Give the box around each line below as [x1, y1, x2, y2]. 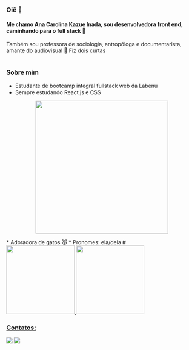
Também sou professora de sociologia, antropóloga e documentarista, [6, 41, 182, 48]
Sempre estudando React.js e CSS [15, 88, 101, 96]
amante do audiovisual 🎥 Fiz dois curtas [6, 47, 106, 54]
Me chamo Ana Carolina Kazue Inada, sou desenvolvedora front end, [6, 21, 183, 28]
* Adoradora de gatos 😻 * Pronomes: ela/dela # [6, 238, 126, 245]
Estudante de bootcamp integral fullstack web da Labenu [15, 82, 158, 89]
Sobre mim [6, 68, 39, 77]
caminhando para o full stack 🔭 [6, 27, 86, 34]
